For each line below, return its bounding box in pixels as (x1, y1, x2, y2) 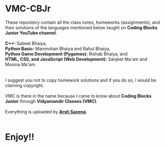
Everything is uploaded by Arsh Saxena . (5, 108, 87, 114)
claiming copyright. (5, 82, 44, 88)
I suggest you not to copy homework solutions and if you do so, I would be (5, 77, 157, 83)
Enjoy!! (5, 132, 34, 143)
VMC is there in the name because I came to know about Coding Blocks (5, 93, 152, 99)
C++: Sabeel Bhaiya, (5, 40, 47, 46)
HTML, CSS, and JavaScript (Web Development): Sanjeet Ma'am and (5, 56, 148, 62)
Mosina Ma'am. (5, 61, 36, 67)
